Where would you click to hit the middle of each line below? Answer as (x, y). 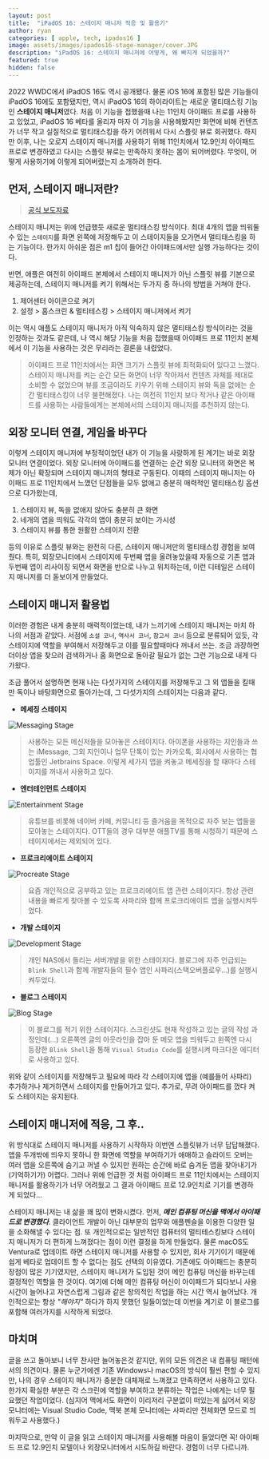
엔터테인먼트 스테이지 (53, 789)
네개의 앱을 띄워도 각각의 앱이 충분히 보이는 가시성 (97, 520)
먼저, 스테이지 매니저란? (64, 189)
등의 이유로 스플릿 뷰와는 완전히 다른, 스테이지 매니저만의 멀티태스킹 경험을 (125, 547)
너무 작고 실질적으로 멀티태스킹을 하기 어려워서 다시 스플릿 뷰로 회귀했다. (129, 131)
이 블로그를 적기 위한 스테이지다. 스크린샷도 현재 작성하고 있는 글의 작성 (138, 1030)
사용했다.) (45, 1420)
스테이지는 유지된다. (47, 1097)
